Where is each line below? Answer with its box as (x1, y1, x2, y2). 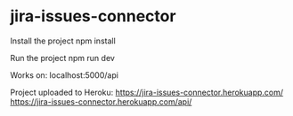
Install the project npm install (10, 35, 117, 46)
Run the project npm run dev (10, 52, 115, 63)
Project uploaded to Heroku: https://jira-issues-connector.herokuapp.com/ (10, 87, 284, 97)
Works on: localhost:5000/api (10, 69, 119, 81)
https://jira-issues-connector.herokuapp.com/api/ (10, 96, 192, 107)
